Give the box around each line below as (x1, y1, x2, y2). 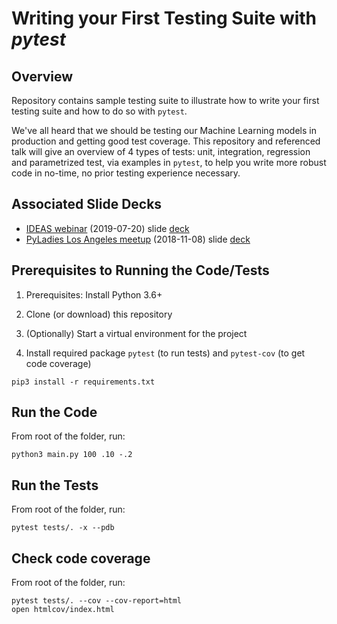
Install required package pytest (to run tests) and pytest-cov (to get (25, 347, 306, 359)
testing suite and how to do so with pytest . (11, 105, 188, 117)
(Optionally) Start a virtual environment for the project (25, 327, 248, 339)
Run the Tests (11, 477, 99, 494)
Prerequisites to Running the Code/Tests (11, 262, 270, 279)
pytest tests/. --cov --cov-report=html (11, 596, 183, 606)
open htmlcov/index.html (11, 605, 115, 615)
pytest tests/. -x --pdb (11, 523, 115, 533)
